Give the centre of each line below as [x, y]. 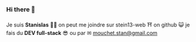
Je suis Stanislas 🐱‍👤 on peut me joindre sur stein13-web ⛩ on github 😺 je [98, 25]
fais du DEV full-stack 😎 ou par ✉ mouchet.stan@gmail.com [82, 33]
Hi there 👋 [21, 9]
